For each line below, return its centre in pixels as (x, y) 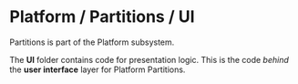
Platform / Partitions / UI (102, 17)
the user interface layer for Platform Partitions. (98, 69)
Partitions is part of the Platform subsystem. (92, 42)
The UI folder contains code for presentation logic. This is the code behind (149, 59)
